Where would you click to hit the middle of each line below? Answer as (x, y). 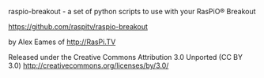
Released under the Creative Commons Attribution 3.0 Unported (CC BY (126, 57)
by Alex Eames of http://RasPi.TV (62, 42)
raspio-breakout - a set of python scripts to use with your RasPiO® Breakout (132, 11)
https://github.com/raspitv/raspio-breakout (78, 26)
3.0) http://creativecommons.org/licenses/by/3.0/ (89, 65)
